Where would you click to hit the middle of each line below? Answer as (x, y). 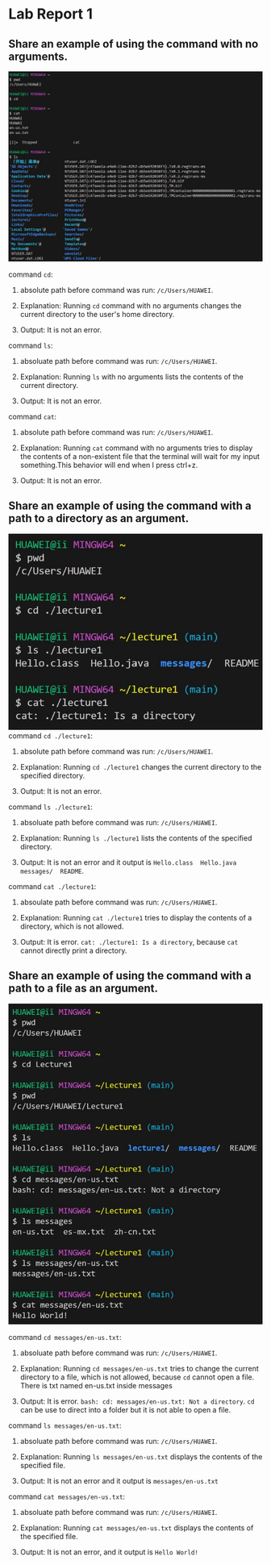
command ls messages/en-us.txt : (65, 1425)
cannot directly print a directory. (73, 950)
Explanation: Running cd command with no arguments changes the (131, 305)
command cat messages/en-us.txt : (67, 1496)
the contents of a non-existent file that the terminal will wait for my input (140, 456)
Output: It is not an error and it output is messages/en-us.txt (119, 1480)
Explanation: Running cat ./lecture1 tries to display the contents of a (136, 917)
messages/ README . (52, 870)
